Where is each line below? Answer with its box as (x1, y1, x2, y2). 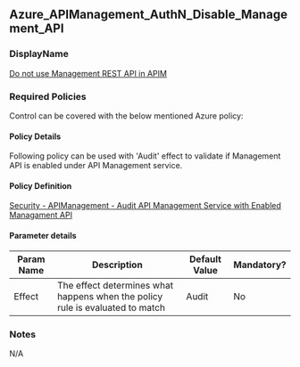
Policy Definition (9, 180, 72, 191)
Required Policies (9, 90, 87, 102)
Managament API (9, 209, 73, 221)
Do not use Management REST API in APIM (9, 68, 168, 78)
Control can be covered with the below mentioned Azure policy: (9, 110, 244, 121)
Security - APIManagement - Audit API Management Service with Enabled (9, 200, 281, 211)
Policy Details (9, 131, 62, 142)
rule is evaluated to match (56, 301, 165, 314)
